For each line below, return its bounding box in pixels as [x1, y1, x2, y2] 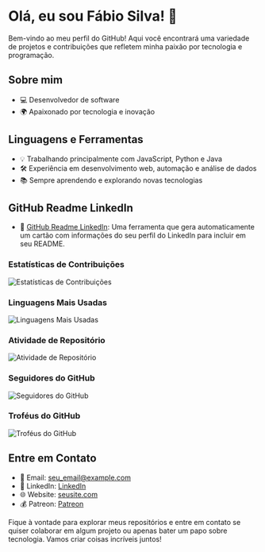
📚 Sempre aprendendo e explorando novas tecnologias [19, 175, 203, 185]
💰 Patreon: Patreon [19, 499, 84, 508]
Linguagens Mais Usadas [8, 297, 108, 308]
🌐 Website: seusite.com [19, 489, 98, 499]
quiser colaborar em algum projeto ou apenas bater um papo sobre [8, 526, 228, 535]
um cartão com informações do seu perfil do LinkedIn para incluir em [19, 230, 246, 241]
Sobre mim [8, 73, 63, 87]
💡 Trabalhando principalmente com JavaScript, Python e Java [19, 154, 223, 164]
